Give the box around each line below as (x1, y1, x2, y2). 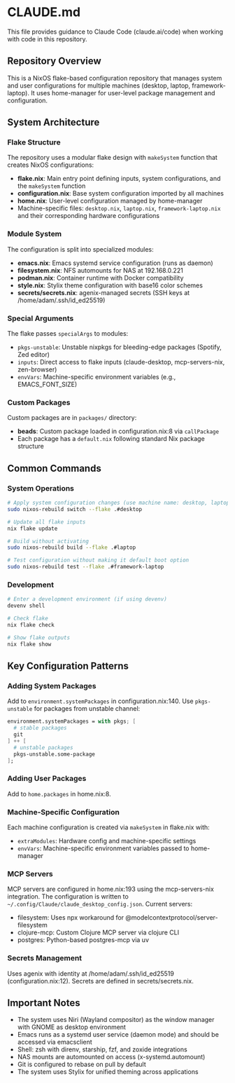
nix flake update (7, 525, 58, 532)
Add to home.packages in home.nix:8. (7, 789, 111, 798)
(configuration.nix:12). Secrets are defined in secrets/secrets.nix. (7, 976, 194, 985)
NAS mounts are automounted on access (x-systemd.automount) (17, 1053, 206, 1061)
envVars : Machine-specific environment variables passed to (17, 844, 190, 852)
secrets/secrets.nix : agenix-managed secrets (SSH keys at (17, 288, 190, 297)
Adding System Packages (7, 681, 97, 690)
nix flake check (7, 621, 55, 628)
